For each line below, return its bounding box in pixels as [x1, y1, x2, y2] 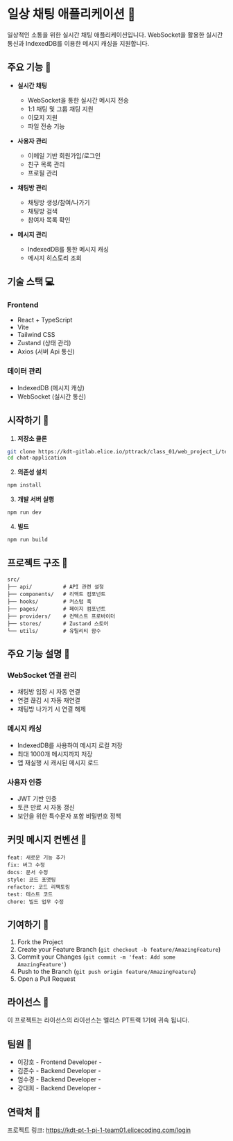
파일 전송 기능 [27, 122, 65, 130]
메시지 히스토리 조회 [27, 254, 82, 262]
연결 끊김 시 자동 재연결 [17, 696, 81, 704]
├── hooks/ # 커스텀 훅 [7, 598, 92, 605]
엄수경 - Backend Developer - [17, 1075, 101, 1083]
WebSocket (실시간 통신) [17, 392, 87, 401]
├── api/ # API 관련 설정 [7, 583, 104, 590]
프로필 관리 [27, 168, 58, 177]
